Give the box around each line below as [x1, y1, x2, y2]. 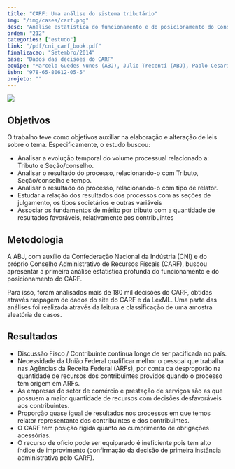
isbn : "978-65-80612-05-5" [7, 69, 86, 76]
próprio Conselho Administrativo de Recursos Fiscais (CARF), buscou [7, 260, 208, 268]
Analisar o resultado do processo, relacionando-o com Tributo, [17, 169, 199, 177]
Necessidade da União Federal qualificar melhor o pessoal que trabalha [17, 356, 224, 365]
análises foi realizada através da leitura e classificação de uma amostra [7, 303, 213, 311]
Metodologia [7, 234, 64, 246]
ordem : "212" [7, 29, 45, 37]
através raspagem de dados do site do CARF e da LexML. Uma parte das [7, 295, 218, 304]
